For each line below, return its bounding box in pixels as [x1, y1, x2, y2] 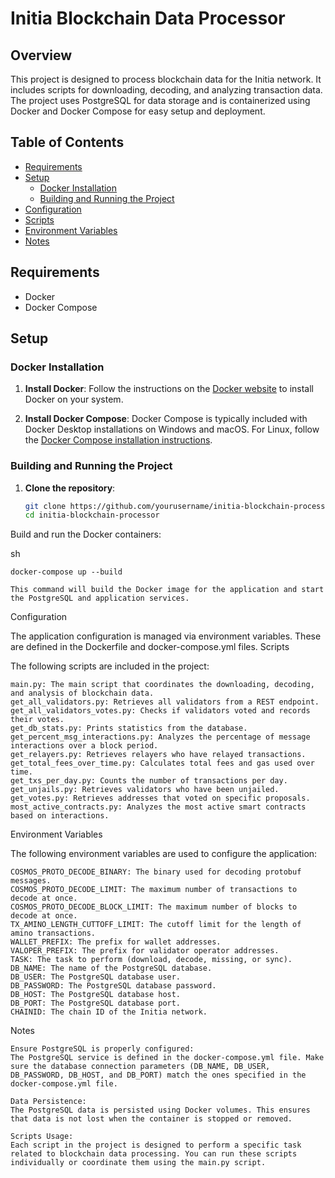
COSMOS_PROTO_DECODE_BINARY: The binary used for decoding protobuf [10, 867, 302, 877]
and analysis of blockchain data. [10, 688, 155, 699]
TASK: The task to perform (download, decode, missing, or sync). [10, 955, 293, 965]
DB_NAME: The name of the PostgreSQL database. [10, 963, 213, 974]
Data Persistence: [10, 1097, 87, 1107]
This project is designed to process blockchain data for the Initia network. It [10, 73, 322, 85]
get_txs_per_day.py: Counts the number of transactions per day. [10, 776, 288, 786]
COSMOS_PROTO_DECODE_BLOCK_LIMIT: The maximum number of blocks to [10, 902, 298, 912]
